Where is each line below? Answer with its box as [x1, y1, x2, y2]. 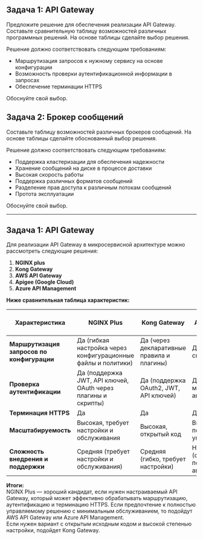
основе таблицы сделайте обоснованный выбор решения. [6, 134, 157, 142]
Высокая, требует [76, 418, 129, 427]
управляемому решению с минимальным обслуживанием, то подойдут [6, 507, 193, 515]
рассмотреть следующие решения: [6, 247, 98, 255]
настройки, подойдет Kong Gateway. [6, 527, 100, 534]
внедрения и [9, 455, 48, 463]
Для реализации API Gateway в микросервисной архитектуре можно [6, 241, 185, 249]
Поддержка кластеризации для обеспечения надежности [14, 158, 165, 165]
